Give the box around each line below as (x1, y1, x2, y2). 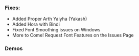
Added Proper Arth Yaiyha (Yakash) (12, 16, 87, 22)
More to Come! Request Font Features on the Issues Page (12, 32, 134, 39)
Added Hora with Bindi (12, 21, 60, 27)
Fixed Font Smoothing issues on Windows (12, 27, 101, 33)
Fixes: (5, 4, 20, 11)
